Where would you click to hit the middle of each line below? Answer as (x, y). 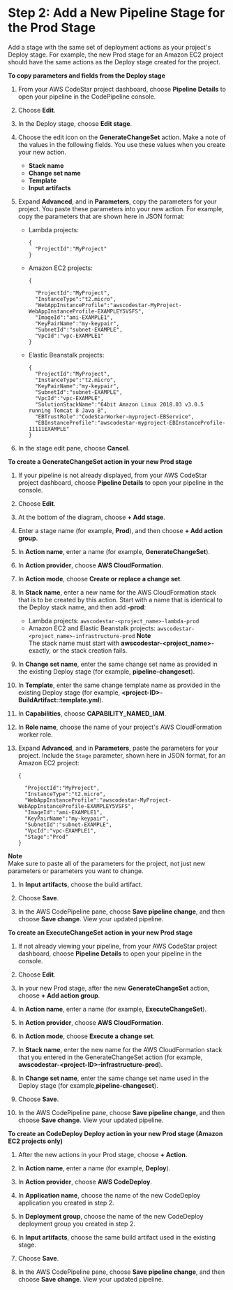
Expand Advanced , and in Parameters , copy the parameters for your (117, 201)
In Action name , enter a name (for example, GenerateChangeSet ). (114, 551)
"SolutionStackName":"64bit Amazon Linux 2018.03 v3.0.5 (119, 404)
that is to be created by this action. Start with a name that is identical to (120, 600)
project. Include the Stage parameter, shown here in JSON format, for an (122, 755)
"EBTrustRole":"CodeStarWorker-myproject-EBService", (114, 417)
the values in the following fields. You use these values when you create (122, 144)
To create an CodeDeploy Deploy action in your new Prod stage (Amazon (115, 1133)
